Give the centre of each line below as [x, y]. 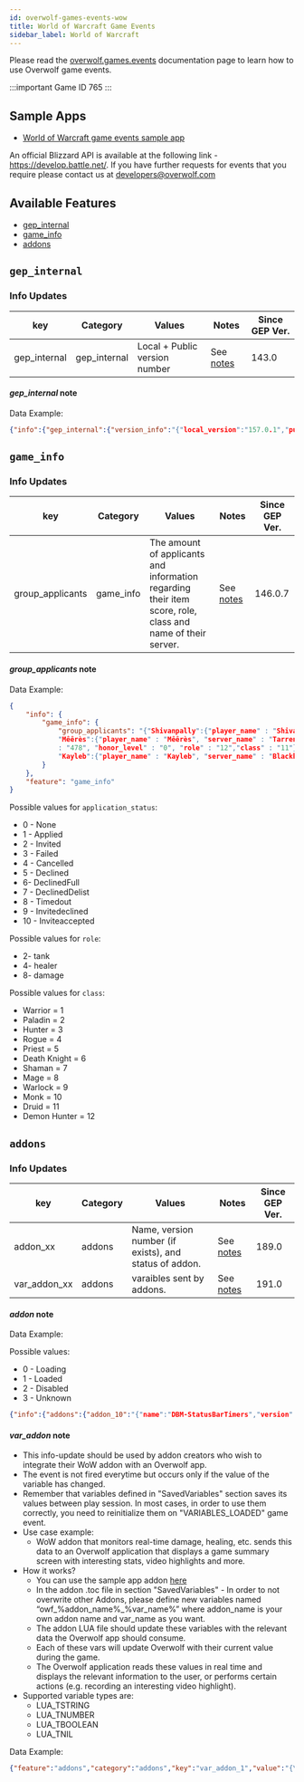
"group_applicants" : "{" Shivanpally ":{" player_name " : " [167, 731]
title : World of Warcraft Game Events [82, 26]
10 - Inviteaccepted [58, 921]
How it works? [49, 1571]
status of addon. [166, 1263]
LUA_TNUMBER [65, 1715]
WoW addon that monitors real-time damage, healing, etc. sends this [164, 1542]
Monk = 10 [42, 1097]
